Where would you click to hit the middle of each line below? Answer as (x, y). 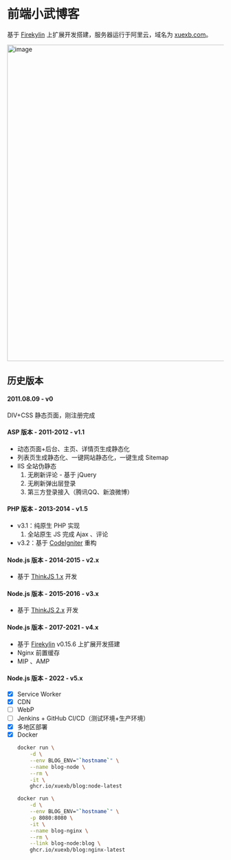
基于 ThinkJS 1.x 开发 (47, 577)
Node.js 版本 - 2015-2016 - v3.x (53, 593)
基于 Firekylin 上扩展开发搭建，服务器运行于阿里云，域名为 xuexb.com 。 (110, 34)
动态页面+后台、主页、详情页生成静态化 (74, 448)
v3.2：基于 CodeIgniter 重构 (57, 543)
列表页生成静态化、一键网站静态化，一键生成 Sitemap (93, 457)
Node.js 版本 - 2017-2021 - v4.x (53, 627)
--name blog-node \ (58, 767)
